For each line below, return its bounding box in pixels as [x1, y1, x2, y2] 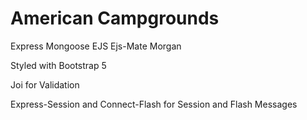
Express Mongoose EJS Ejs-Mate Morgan [10, 40, 182, 52]
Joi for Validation [10, 78, 80, 91]
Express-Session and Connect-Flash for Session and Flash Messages [10, 98, 298, 110]
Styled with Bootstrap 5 [10, 59, 107, 71]
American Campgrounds [10, 7, 220, 30]
